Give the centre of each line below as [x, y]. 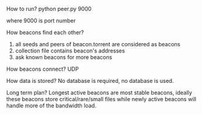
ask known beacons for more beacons [64, 57]
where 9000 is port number [41, 20]
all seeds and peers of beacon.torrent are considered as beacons [98, 44]
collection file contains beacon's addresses [70, 51]
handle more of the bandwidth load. [51, 105]
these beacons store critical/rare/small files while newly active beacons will [102, 99]
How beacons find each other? [45, 32]
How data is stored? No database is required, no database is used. [90, 81]
